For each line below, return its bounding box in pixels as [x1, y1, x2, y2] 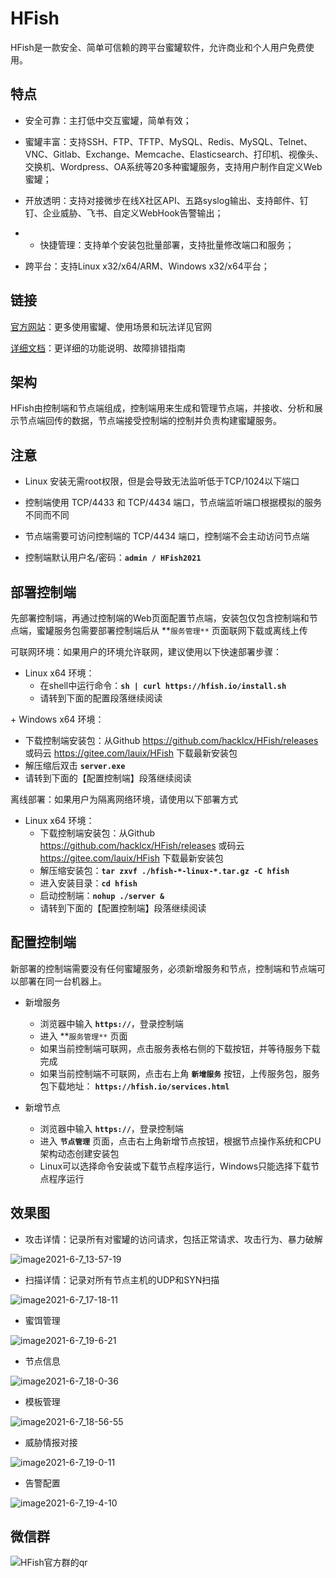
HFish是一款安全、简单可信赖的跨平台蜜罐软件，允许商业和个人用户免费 [10, 41, 306, 53]
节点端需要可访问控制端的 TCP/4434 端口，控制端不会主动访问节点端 [24, 530, 310, 542]
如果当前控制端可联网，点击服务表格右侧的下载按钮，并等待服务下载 [39, 1042, 321, 1054]
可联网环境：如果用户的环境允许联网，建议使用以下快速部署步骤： [10, 646, 282, 657]
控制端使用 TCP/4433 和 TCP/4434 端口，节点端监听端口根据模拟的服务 [24, 497, 323, 509]
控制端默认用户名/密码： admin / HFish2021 [24, 552, 202, 564]
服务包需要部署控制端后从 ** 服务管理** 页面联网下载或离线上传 [53, 625, 308, 636]
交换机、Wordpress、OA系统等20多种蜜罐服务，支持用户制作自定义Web [24, 160, 323, 172]
